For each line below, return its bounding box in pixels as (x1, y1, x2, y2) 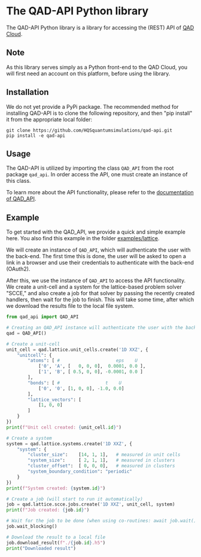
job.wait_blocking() (6, 524, 58, 530)
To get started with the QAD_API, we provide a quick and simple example (6, 228, 185, 235)
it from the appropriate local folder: (6, 115, 93, 123)
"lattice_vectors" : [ (28, 396, 82, 403)
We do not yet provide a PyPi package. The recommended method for (6, 103, 179, 110)
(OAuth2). (6, 265, 31, 273)
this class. (6, 177, 31, 185)
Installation (6, 87, 49, 97)
